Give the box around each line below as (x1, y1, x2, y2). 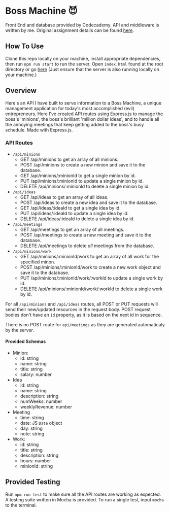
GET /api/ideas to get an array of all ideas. (20, 194, 109, 200)
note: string (20, 431, 45, 437)
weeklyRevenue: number (20, 404, 73, 410)
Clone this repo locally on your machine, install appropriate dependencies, (5, 55, 161, 61)
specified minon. (20, 259, 55, 265)
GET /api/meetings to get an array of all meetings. (20, 226, 125, 232)
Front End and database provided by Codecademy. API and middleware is (5, 22, 159, 28)
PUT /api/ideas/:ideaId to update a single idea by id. (20, 210, 129, 216)
